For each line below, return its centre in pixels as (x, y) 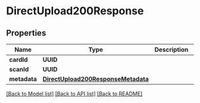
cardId (18, 60)
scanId (19, 69)
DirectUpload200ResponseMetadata (96, 79)
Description (171, 50)
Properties (26, 33)
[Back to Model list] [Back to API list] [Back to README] (74, 94)
